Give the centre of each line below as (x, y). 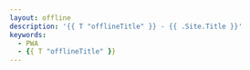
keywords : (28, 35)
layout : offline (40, 18)
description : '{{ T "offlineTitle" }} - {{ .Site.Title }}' (126, 26)
